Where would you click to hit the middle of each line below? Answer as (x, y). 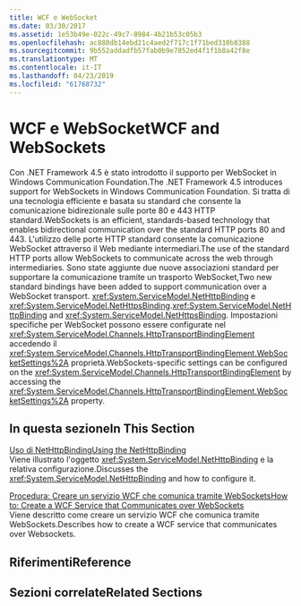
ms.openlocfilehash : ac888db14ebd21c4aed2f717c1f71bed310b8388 (130, 43)
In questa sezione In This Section (102, 428)
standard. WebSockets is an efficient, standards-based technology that (140, 219)
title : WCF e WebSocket (54, 17)
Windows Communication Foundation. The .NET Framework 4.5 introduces (146, 182)
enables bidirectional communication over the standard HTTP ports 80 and (147, 229)
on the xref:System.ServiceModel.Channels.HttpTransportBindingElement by (150, 371)
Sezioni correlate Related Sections (106, 593)
